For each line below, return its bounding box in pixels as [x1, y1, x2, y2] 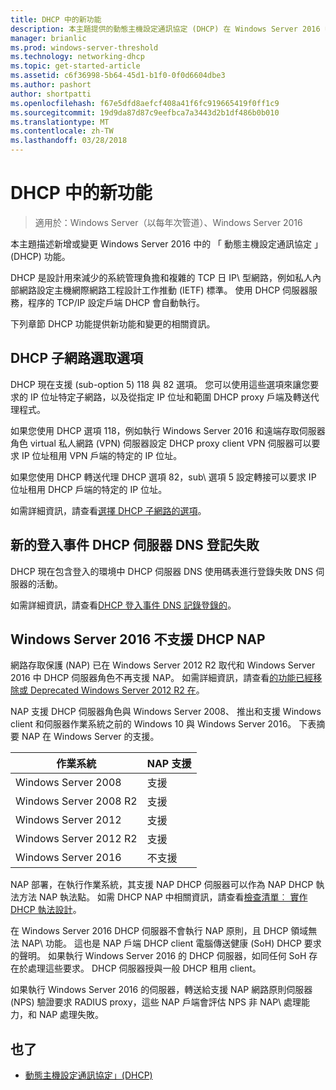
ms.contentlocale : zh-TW [10, 126, 114, 136]
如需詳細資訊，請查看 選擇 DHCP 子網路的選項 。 [10, 504, 207, 516]
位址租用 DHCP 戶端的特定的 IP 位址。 [10, 483, 168, 495]
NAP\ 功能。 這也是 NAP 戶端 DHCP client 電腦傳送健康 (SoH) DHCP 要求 [21, 937, 322, 950]
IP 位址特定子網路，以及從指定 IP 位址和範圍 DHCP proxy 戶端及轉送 [29, 391, 311, 403]
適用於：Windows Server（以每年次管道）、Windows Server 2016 [34, 216, 303, 228]
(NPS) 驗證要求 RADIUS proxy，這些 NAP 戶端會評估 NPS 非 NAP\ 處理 [10, 996, 302, 1008]
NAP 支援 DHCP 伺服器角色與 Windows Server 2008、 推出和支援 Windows [10, 706, 322, 718]
